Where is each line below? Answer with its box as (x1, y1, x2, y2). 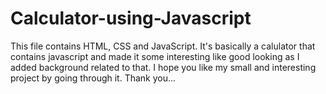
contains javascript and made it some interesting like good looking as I (10, 50, 300, 62)
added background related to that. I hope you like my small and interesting (10, 61, 317, 73)
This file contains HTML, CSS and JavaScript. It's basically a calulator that (10, 40, 316, 52)
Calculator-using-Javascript (10, 7, 252, 30)
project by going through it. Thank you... (10, 72, 177, 84)
